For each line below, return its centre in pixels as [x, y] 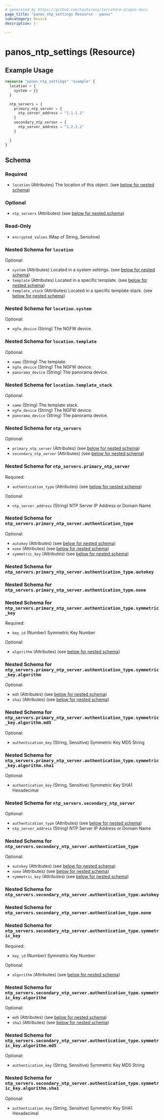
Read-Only [18, 226]
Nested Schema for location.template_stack [59, 385]
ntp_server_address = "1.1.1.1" [51, 113]
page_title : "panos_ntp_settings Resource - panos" [59, 14]
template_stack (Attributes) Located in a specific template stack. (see [82, 291]
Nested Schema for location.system [48, 308]
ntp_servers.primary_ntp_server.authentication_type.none [76, 590]
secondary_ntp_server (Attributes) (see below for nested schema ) [78, 453]
